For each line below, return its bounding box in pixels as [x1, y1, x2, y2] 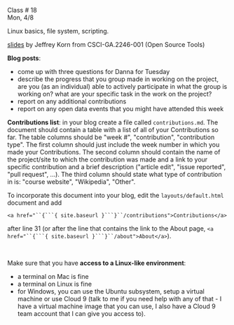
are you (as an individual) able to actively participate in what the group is [17, 82, 228, 90]
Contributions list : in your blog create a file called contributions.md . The [7, 118, 219, 127]
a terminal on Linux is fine [17, 280, 92, 288]
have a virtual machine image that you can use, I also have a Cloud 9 [17, 302, 216, 310]
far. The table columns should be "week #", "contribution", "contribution [7, 133, 215, 141]
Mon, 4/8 [7, 13, 34, 22]
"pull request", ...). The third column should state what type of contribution [7, 171, 222, 178]
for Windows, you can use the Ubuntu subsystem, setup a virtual [17, 287, 205, 296]
